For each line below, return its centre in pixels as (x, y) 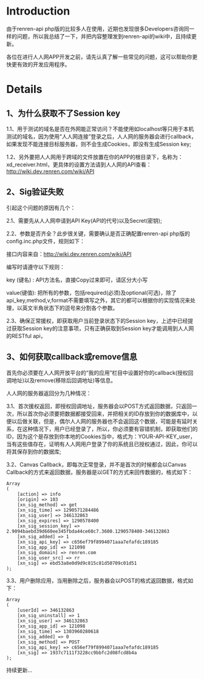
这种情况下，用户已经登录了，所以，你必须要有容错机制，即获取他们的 (110, 428)
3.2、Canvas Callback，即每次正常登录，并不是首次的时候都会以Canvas (97, 464)
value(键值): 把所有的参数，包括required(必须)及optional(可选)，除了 (92, 292)
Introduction (38, 11)
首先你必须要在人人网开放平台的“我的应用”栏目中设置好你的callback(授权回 (100, 373)
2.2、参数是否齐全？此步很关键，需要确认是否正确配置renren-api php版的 (98, 233)
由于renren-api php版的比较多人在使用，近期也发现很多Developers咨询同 (98, 29)
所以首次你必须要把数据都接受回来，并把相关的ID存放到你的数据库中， (104, 413)
